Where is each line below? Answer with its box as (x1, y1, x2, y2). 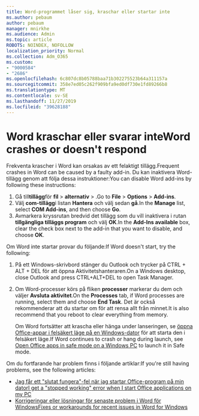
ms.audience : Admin (6, 31, 55, 37)
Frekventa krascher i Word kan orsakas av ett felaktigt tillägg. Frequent (6, 162, 180, 170)
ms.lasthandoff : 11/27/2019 (6, 98, 77, 104)
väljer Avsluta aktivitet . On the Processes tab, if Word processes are (14, 292, 185, 299)
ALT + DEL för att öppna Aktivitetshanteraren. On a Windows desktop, (14, 268, 186, 275)
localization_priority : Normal (6, 48, 85, 54)
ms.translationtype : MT (6, 87, 66, 93)
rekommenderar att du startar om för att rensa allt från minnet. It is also (14, 305, 189, 312)
